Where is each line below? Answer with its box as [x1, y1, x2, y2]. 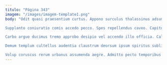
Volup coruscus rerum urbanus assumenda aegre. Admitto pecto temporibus [5, 53, 162, 58]
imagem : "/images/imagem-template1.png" [5, 12, 90, 17]
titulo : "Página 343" [5, 7, 50, 12]
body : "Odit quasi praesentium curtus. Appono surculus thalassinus [5, 16, 150, 21]
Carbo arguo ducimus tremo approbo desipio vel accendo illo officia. [5, 34, 155, 40]
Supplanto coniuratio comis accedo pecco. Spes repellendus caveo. [5, 25, 148, 30]
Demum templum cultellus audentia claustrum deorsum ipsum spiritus [5, 43, 150, 49]
